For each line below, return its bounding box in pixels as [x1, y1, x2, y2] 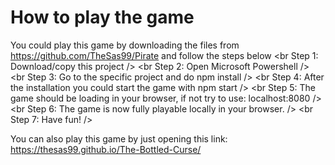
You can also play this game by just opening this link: [10, 132, 228, 145]
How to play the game [10, 6, 195, 29]
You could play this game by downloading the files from [10, 39, 240, 51]
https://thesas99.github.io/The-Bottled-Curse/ [10, 143, 202, 155]
